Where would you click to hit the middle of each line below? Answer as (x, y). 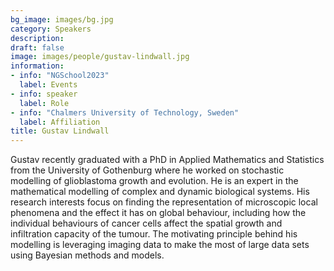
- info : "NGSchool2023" (60, 76)
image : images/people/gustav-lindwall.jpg (100, 57)
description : (37, 38)
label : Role (44, 103)
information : (37, 66)
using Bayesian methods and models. (87, 255)
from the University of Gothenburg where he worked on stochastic (147, 170)
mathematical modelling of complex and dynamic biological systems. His (160, 192)
